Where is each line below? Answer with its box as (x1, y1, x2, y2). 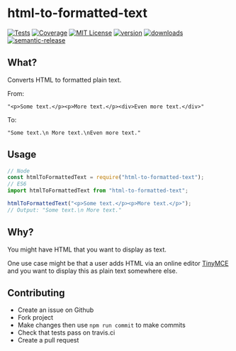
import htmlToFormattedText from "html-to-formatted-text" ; (7, 187, 189, 195)
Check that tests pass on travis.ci (17, 328, 116, 337)
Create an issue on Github (17, 306, 94, 314)
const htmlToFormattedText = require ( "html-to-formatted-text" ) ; (7, 174, 204, 181)
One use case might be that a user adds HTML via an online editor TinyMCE (7, 259, 229, 267)
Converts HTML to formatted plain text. (7, 75, 122, 84)
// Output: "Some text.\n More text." (7, 206, 122, 214)
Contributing (7, 287, 65, 299)
